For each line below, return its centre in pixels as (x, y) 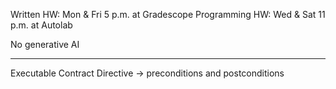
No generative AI (45, 44)
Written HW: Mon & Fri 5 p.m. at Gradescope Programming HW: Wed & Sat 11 (168, 14)
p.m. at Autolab (41, 25)
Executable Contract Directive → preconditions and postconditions (147, 73)
